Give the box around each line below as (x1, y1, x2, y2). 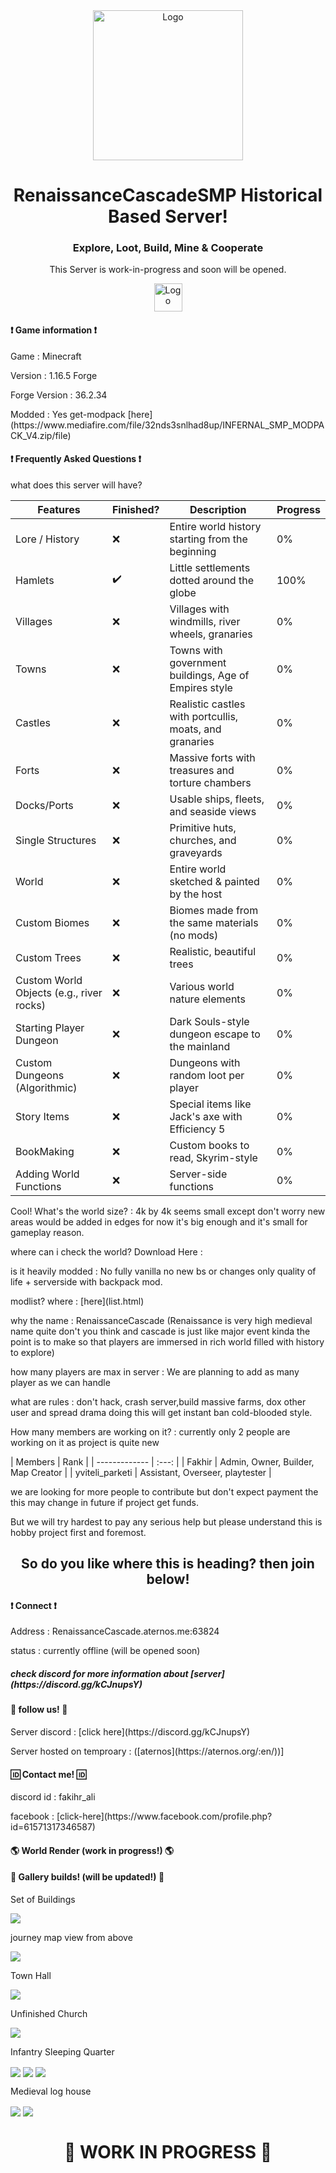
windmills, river (169, 614, 241, 628)
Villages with (169, 602, 230, 616)
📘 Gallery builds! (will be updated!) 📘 (10, 1871, 165, 1883)
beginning (169, 544, 217, 558)
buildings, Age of (169, 668, 250, 682)
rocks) (15, 998, 46, 1012)
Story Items (15, 1109, 70, 1123)
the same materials (169, 915, 259, 929)
